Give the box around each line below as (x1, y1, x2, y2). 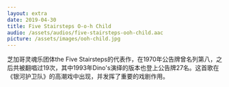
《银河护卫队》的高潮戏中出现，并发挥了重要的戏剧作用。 (7, 73, 169, 81)
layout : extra (7, 10, 48, 17)
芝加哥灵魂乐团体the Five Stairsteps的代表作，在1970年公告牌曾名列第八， (7, 55, 217, 64)
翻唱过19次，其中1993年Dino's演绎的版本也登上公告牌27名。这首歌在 (25, 64, 220, 72)
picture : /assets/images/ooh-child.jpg (7, 36, 121, 42)
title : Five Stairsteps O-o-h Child (7, 23, 111, 29)
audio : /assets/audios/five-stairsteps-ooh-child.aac (7, 29, 164, 36)
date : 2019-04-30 (7, 16, 57, 23)
